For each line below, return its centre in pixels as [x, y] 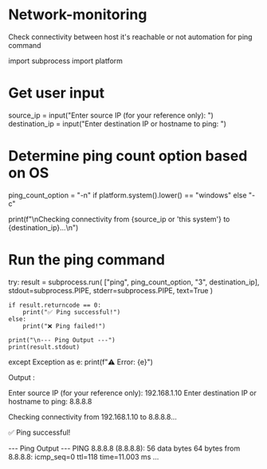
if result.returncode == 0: [55, 305]
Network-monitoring [78, 15]
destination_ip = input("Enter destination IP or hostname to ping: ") [118, 123]
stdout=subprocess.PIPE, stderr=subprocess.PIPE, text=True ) [111, 290]
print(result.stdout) [44, 347]
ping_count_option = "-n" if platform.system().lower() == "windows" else [128, 195]
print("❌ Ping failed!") [64, 326]
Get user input [57, 93]
